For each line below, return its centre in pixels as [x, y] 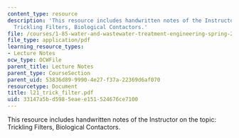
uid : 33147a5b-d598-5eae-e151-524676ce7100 [73, 100]
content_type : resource [43, 14]
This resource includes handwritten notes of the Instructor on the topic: [112, 120]
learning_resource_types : [46, 47]
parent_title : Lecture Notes [51, 67]
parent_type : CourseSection [49, 73]
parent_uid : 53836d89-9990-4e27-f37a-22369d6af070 [84, 80]
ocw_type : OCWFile [34, 60]
